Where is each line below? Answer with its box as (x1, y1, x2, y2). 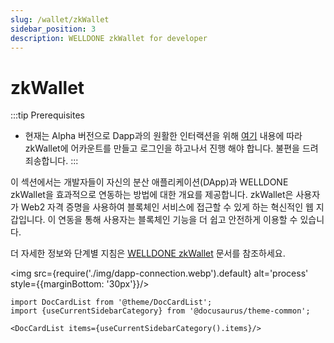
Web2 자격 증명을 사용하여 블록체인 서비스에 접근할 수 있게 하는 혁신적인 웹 (20, 201, 314, 213)
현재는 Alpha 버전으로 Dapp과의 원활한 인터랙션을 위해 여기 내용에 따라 (24, 130, 303, 142)
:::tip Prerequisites (10, 109, 85, 121)
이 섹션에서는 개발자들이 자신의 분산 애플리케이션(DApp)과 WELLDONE (10, 176, 289, 188)
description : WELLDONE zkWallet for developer (10, 33, 208, 43)
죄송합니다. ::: (24, 155, 79, 167)
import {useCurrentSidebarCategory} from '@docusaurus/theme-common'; (10, 306, 311, 316)
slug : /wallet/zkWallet (10, 14, 110, 25)
